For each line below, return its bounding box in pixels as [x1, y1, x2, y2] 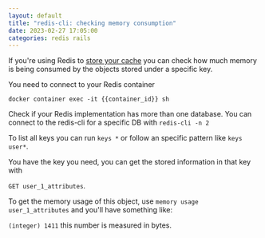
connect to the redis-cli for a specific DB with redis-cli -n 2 [8, 117, 210, 128]
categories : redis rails [8, 34, 91, 42]
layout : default [8, 11, 62, 20]
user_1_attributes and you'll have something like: [8, 205, 173, 215]
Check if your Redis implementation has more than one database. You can [8, 109, 252, 119]
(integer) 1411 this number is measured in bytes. [8, 220, 172, 230]
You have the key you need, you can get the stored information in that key [8, 157, 251, 167]
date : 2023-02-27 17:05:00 [8, 26, 98, 34]
